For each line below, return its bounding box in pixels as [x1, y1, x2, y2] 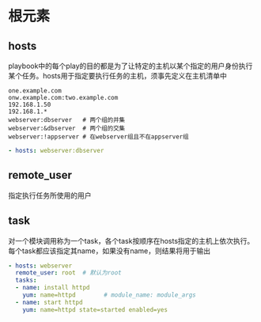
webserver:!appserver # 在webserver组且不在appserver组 [8, 133, 189, 141]
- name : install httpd [15, 284, 90, 292]
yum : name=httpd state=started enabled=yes [22, 305, 168, 313]
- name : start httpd [15, 298, 83, 306]
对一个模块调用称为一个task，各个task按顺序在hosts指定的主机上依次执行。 [8, 236, 255, 245]
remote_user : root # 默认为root [15, 269, 122, 277]
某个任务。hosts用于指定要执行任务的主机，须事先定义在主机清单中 [8, 71, 227, 80]
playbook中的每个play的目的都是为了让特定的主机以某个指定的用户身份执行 [8, 61, 253, 70]
